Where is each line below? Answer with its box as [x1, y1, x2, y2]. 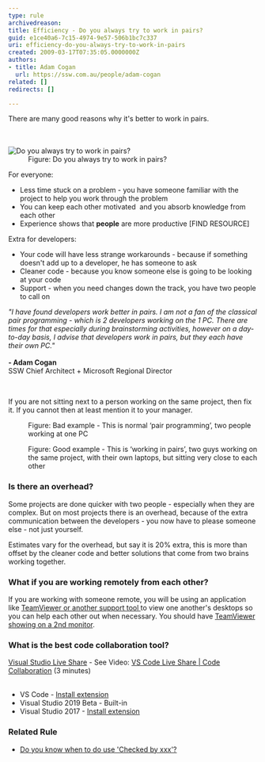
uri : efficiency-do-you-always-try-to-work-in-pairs [8, 41, 186, 49]
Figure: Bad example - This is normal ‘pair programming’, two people [28, 421, 252, 431]
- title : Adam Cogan [8, 63, 77, 71]
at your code [19, 275, 62, 285]
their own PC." [8, 341, 55, 350]
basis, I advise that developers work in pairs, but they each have [32, 332, 244, 342]
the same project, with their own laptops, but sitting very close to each [28, 453, 258, 462]
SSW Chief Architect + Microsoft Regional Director [8, 366, 172, 376]
